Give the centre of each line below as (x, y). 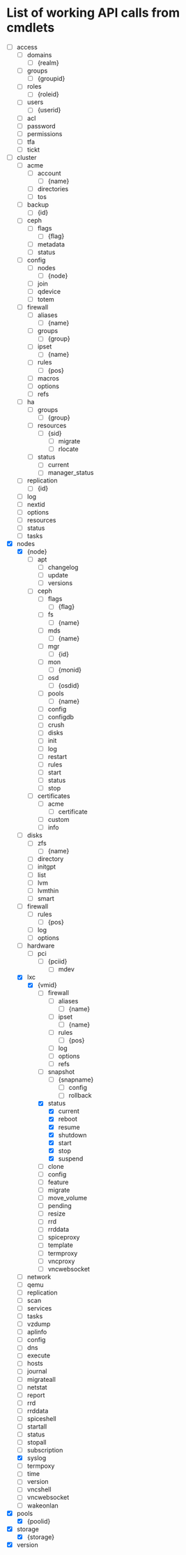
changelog (63, 568)
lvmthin (48, 890)
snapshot (61, 1072)
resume (69, 1127)
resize (56, 1214)
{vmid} (47, 985)
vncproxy (61, 1261)
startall (37, 1427)
